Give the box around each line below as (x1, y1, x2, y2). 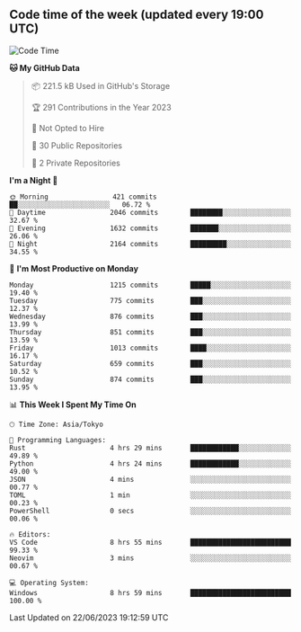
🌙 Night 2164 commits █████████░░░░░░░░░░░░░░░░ (9, 239, 292, 248)
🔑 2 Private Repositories (31, 157, 121, 168)
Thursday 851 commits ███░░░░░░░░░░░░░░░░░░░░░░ (9, 327, 292, 336)
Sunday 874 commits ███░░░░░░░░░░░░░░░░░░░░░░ (9, 375, 292, 384)
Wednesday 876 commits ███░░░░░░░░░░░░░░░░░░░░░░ (9, 312, 292, 321)
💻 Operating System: (9, 578, 90, 587)
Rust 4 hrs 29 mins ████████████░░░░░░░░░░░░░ (9, 443, 292, 452)
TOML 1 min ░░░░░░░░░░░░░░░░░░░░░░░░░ (9, 490, 292, 500)
